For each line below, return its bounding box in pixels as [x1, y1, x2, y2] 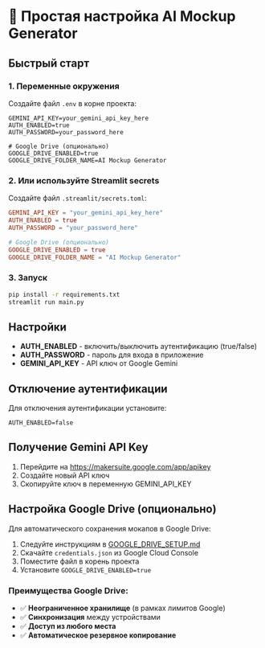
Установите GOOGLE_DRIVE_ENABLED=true [19, 564, 152, 574]
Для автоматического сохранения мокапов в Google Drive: [8, 523, 211, 533]
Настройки [8, 320, 67, 334]
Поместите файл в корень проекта [19, 556, 140, 566]
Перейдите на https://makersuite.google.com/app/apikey [19, 461, 211, 471]
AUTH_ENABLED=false [8, 419, 74, 427]
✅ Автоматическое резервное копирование [19, 630, 177, 640]
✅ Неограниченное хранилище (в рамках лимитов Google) [19, 603, 226, 613]
